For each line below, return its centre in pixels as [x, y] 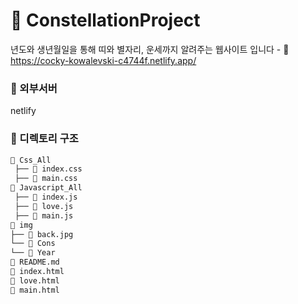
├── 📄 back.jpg [42, 234]
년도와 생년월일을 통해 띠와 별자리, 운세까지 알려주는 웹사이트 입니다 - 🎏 [150, 49]
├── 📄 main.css [46, 179]
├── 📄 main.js [44, 215]
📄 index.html [37, 272]
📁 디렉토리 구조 [44, 139]
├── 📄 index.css [48, 169]
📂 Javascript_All [46, 188]
